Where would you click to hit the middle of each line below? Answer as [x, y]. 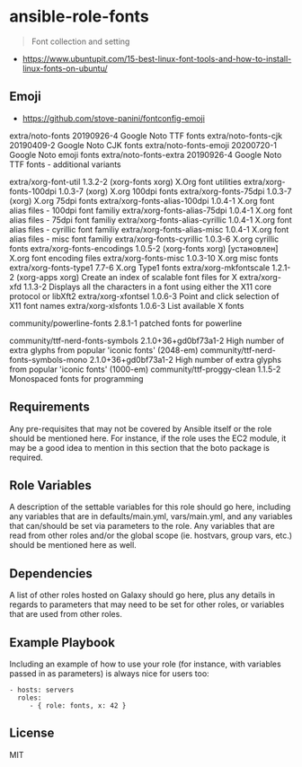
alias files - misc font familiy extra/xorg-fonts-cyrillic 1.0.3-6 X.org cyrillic [144, 239]
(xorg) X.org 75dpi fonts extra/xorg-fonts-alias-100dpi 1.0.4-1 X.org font [142, 200]
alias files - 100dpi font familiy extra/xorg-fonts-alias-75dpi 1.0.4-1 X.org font [151, 210]
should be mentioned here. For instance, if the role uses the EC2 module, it [148, 438]
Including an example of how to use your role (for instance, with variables [145, 664]
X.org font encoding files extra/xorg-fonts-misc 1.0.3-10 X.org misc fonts [144, 258]
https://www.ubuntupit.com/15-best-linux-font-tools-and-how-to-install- [157, 58]
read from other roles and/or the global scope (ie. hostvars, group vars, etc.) [151, 535]
